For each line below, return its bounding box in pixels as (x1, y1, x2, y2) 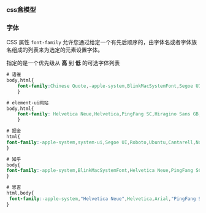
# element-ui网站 (6, 99, 49, 106)
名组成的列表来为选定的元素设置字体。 (6, 46, 103, 53)
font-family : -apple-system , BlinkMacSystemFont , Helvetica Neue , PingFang (6, 168, 193, 174)
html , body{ (6, 190, 34, 196)
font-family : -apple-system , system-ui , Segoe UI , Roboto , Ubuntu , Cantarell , (6, 139, 196, 145)
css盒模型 (6, 5, 37, 14)
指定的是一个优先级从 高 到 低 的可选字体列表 (6, 60, 120, 67)
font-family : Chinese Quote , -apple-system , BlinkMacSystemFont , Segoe (17, 83, 193, 89)
